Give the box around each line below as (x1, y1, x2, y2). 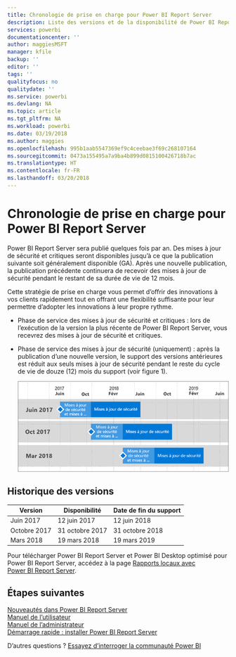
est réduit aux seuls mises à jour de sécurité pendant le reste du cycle (17, 359, 221, 368)
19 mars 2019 (113, 535, 156, 544)
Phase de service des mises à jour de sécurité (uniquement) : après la (17, 345, 220, 353)
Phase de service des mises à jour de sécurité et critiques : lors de (17, 316, 211, 324)
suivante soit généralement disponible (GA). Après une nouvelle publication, (7, 259, 228, 267)
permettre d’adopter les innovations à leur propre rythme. (7, 302, 173, 311)
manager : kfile (7, 49, 52, 56)
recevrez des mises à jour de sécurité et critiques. (17, 331, 163, 339)
